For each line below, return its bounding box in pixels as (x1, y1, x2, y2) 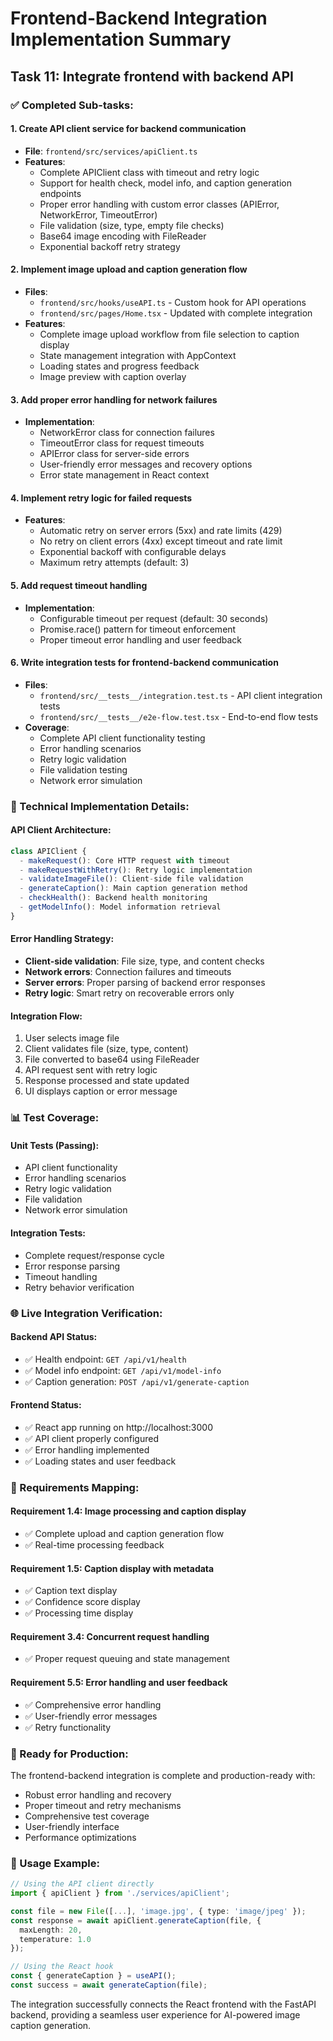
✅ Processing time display (24, 1607, 134, 1619)
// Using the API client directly (10, 1879, 155, 1889)
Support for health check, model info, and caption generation (39, 177, 292, 189)
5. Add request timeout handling (10, 579, 148, 591)
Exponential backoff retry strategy (39, 240, 181, 252)
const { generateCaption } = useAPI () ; (10, 1971, 177, 1981)
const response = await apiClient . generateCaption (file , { (10, 1915, 262, 1926)
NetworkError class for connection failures (39, 427, 215, 439)
